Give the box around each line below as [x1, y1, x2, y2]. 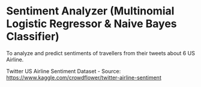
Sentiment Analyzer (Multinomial [6, 4, 175, 18]
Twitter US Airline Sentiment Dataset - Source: [6, 67, 121, 74]
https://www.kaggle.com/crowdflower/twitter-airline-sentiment [6, 74, 162, 81]
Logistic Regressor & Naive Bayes [6, 17, 177, 31]
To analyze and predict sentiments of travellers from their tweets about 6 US [6, 49, 195, 56]
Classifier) [6, 30, 60, 43]
